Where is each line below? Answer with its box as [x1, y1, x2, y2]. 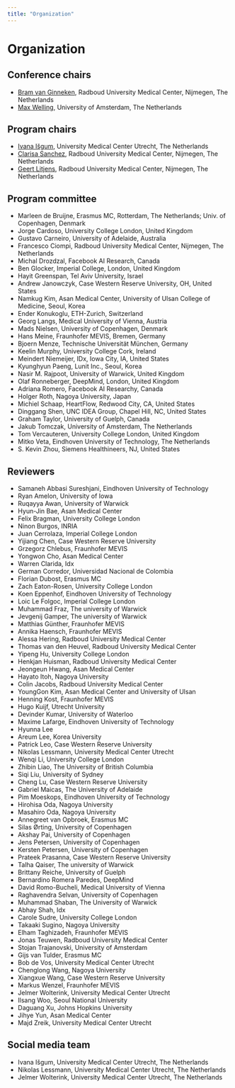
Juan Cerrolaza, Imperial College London [17, 529, 138, 538]
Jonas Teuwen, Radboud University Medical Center [17, 936, 168, 944]
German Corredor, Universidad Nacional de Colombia [17, 567, 173, 576]
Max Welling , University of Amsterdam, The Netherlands [17, 103, 182, 111]
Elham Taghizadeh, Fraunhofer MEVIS [17, 929, 129, 937]
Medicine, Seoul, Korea [17, 302, 86, 310]
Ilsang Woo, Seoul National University [17, 996, 127, 1004]
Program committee [7, 193, 97, 205]
